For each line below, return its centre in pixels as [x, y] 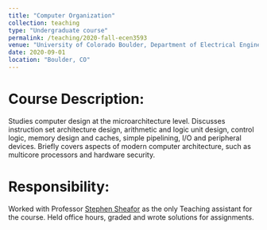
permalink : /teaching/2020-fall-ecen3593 [78, 38]
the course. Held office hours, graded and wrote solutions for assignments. [131, 217]
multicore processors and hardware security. [82, 155]
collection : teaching [44, 23]
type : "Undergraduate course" [58, 30]
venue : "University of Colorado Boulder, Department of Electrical [122, 45]
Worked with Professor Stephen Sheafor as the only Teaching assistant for [130, 209]
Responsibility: [59, 186]
